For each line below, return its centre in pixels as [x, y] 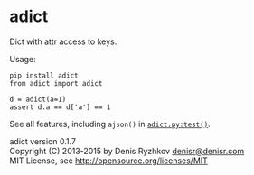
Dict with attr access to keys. [63, 41]
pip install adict [44, 75]
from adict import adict [56, 83]
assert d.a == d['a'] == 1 [60, 107]
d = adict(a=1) [38, 99]
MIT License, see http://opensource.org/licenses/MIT [108, 161]
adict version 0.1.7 [43, 141]
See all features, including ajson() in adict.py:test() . [110, 124]
